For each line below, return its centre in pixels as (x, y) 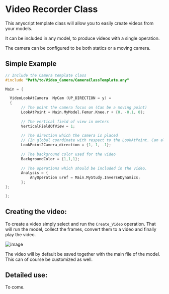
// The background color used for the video (68, 154)
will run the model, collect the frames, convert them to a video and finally (81, 229)
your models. (19, 28)
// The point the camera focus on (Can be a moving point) (84, 108)
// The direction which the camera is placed (69, 136)
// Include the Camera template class (46, 75)
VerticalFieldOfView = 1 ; (48, 126)
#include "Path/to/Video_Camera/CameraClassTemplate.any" (67, 80)
